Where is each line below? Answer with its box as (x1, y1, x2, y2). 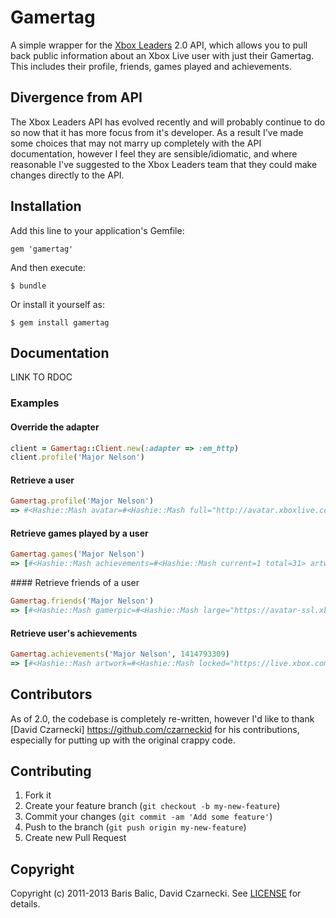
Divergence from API (10, 89, 143, 106)
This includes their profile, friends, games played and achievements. (10, 60, 292, 72)
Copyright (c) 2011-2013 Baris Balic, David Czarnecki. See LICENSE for (10, 887, 302, 900)
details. (10, 898, 41, 910)
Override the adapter (10, 421, 100, 433)
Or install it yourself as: (10, 298, 105, 310)
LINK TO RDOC (10, 371, 73, 383)
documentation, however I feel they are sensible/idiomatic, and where (10, 147, 298, 160)
